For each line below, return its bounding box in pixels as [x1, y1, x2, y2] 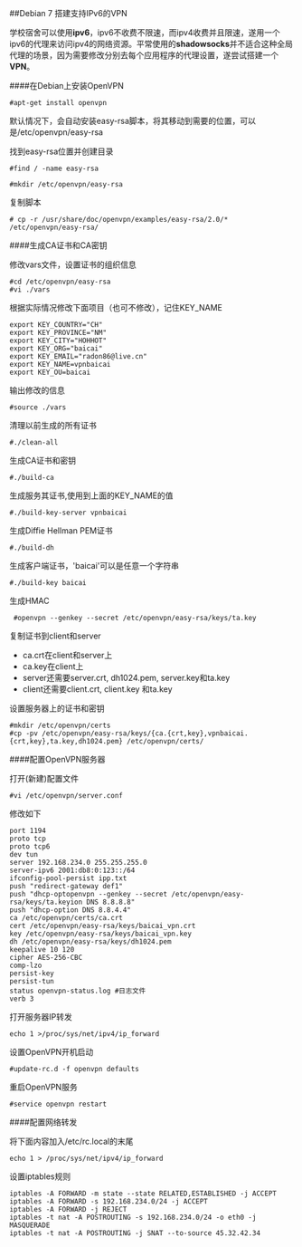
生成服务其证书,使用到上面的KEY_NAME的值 [9, 490, 174, 501]
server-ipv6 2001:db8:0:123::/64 [9, 866, 136, 875]
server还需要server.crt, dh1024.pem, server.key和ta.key [22, 673, 231, 683]
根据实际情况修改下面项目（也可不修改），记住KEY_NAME [9, 302, 223, 312]
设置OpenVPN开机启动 [9, 1047, 94, 1057]
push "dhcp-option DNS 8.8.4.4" [9, 906, 131, 915]
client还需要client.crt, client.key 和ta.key [22, 684, 174, 695]
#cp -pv [9, 729, 39, 738]
